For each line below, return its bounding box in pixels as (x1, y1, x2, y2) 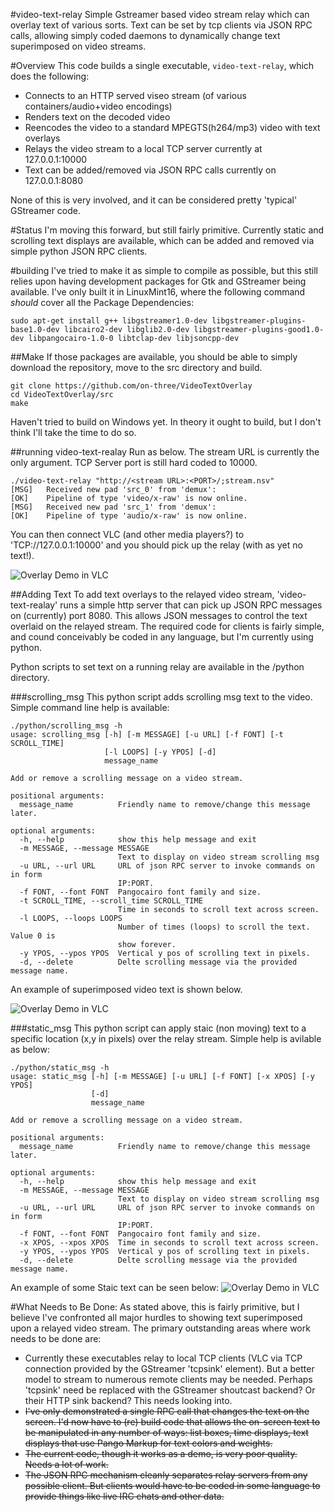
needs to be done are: (10, 1333, 102, 1344)
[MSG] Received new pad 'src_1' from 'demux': (10, 502, 217, 512)
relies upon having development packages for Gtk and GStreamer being (10, 275, 307, 287)
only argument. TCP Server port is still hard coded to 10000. (10, 457, 258, 468)
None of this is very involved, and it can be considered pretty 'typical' (10, 194, 298, 206)
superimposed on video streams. (10, 40, 147, 52)
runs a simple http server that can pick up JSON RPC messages (59, 599, 323, 611)
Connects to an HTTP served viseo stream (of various (24, 90, 247, 101)
